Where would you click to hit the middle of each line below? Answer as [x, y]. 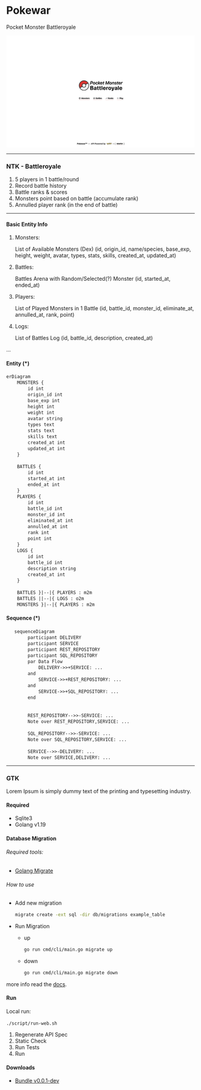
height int [41, 407]
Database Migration [31, 838]
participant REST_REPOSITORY [64, 649]
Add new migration [38, 903]
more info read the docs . [36, 984]
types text [41, 425]
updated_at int [47, 449]
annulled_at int [48, 527]
